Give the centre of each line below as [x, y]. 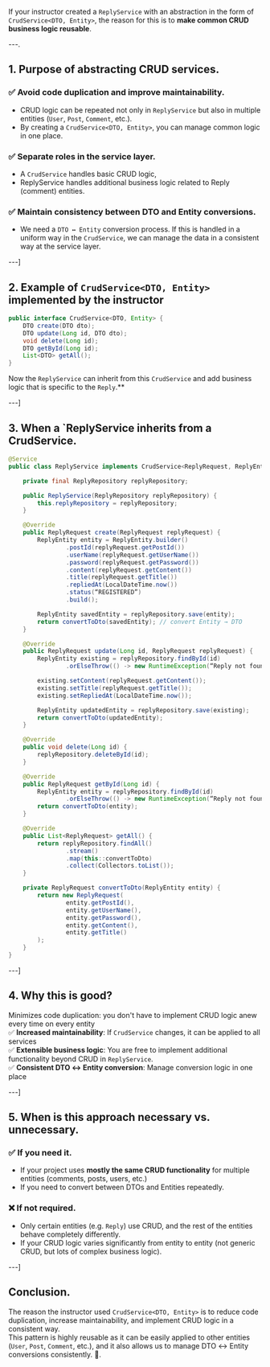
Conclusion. [39, 1293]
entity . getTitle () [96, 933]
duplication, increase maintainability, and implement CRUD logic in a [121, 1320]
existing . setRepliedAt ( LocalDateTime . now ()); [115, 696]
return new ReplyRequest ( [81, 896]
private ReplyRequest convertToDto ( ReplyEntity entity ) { [122, 888]
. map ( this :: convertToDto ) [109, 858]
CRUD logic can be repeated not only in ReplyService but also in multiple [140, 110]
